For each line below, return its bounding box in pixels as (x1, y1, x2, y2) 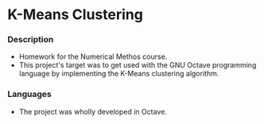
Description (7, 34, 54, 45)
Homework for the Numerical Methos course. (18, 52, 168, 61)
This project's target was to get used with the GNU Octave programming (18, 60, 257, 70)
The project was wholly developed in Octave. (18, 107, 168, 116)
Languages (7, 89, 52, 100)
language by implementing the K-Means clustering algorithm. (18, 69, 219, 79)
